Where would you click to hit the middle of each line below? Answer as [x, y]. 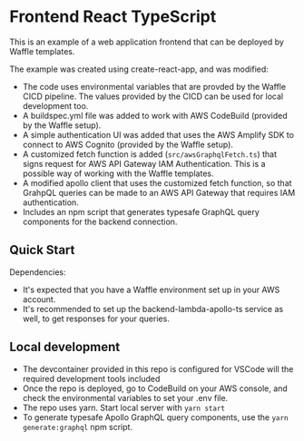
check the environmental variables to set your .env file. [125, 397]
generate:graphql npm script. [78, 426]
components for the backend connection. [100, 221]
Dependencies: [38, 272]
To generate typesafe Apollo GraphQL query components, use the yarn [155, 417]
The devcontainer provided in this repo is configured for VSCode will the [158, 368]
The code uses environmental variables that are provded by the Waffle [154, 86]
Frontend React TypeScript [113, 17]
